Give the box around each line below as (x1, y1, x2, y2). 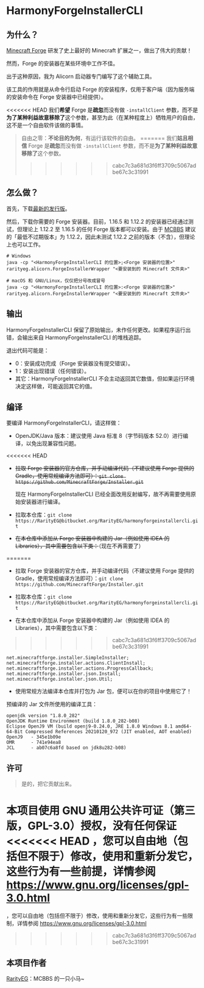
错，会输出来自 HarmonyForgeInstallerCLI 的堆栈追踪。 (6, 334, 145, 341)
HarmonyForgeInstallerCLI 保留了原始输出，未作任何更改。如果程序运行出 (6, 326, 191, 333)
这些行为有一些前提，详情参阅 (6, 865, 157, 879)
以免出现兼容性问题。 (26, 440, 80, 447)
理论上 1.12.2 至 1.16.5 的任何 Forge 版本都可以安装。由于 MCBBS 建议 (22, 225, 196, 232)
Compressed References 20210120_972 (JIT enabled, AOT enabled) (25, 729, 192, 735)
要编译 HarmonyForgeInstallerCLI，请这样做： (6, 419, 122, 427)
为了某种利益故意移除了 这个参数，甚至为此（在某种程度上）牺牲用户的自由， (6, 114, 199, 121)
